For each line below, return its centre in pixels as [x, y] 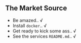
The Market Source [36, 8]
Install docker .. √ [30, 25]
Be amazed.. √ [28, 20]
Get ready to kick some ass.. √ [44, 31]
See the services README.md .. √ [44, 36]
